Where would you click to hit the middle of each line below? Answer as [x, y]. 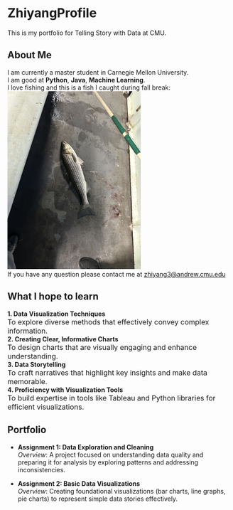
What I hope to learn [53, 297]
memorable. [27, 381]
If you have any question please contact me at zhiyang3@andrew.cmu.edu [116, 274]
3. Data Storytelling [37, 364]
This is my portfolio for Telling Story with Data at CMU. [87, 33]
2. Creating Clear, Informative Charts [63, 339]
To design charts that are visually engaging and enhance [102, 347]
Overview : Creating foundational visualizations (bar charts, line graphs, [121, 491]
